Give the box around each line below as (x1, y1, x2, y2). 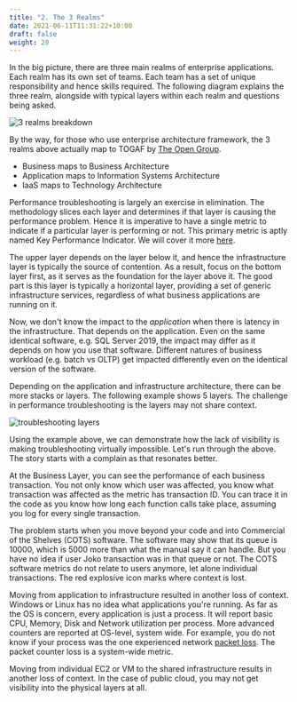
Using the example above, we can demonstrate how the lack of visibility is (9, 435, 280, 445)
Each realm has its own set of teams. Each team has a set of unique (9, 72, 256, 83)
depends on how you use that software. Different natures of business (9, 345, 262, 355)
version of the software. (9, 363, 97, 374)
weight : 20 (9, 37, 50, 47)
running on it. (9, 299, 58, 310)
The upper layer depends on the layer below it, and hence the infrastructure (9, 252, 286, 263)
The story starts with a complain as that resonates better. (9, 453, 218, 464)
